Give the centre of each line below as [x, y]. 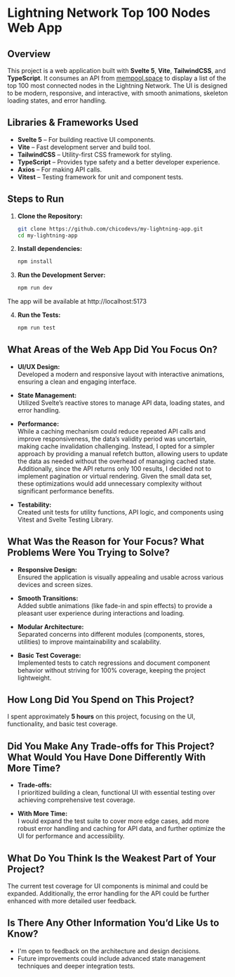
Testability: [34, 505]
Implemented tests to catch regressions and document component [114, 663]
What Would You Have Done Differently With [107, 757]
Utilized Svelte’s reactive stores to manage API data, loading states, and [121, 403]
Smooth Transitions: [48, 598]
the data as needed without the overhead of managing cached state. [116, 461]
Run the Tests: [39, 315]
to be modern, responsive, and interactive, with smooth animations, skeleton [117, 93]
